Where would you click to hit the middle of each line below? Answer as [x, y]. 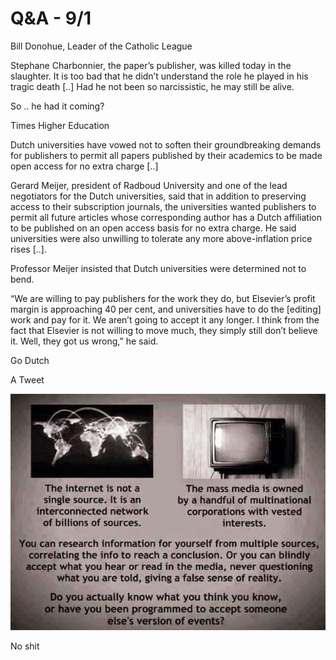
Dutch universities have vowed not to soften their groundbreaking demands [166, 144]
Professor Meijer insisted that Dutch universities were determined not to [158, 268]
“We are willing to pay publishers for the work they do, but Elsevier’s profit [163, 298]
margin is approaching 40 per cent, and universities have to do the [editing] [166, 309]
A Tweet [27, 379]
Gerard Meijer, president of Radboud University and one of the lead [149, 185]
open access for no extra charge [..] [84, 166]
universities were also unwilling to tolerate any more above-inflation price [161, 238]
